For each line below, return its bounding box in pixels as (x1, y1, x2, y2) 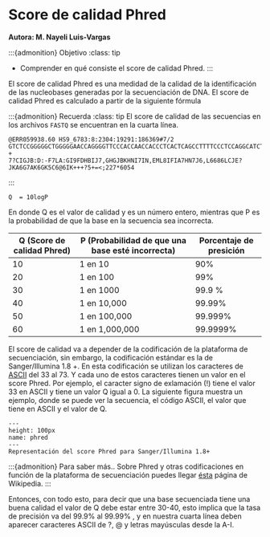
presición (207, 245, 245, 256)
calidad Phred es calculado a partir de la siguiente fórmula (8, 96, 202, 105)
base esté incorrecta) (91, 245, 176, 256)
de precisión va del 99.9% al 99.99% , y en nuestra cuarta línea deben (8, 511, 243, 521)
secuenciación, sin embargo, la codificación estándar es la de (8, 352, 214, 362)
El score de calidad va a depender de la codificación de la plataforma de (8, 344, 248, 354)
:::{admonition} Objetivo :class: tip (8, 47, 121, 57)
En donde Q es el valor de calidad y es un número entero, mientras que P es (8, 207, 260, 217)
